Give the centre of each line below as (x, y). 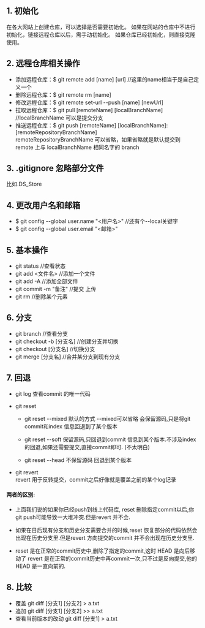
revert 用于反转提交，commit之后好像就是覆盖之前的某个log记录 (95, 479)
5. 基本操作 (27, 250)
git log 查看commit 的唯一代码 (53, 393)
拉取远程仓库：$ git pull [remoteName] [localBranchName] (89, 110)
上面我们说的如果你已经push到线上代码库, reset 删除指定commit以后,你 (105, 509)
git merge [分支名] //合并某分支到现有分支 (68, 357)
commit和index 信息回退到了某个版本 (71, 426)
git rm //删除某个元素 (42, 297)
